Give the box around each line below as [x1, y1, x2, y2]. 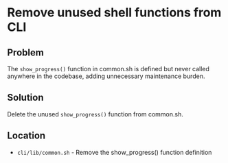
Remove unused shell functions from [7, 5, 222, 21]
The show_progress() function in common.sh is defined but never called [7, 65, 209, 73]
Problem [7, 47, 45, 58]
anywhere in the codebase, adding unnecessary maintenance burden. [7, 72, 205, 80]
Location [7, 130, 46, 142]
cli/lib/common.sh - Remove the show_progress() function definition [16, 148, 212, 156]
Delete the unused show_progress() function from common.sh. [7, 110, 183, 118]
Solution [7, 92, 44, 103]
